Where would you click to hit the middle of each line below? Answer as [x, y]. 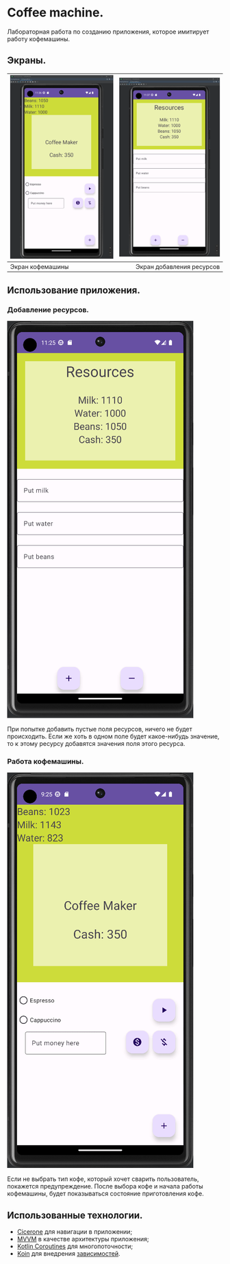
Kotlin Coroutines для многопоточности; [75, 1246]
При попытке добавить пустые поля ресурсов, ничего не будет [100, 729]
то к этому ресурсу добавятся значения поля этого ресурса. [96, 743]
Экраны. [27, 61]
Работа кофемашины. [46, 761]
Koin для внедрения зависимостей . [69, 1254]
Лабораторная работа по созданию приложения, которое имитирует [108, 32]
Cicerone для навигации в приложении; [75, 1232]
